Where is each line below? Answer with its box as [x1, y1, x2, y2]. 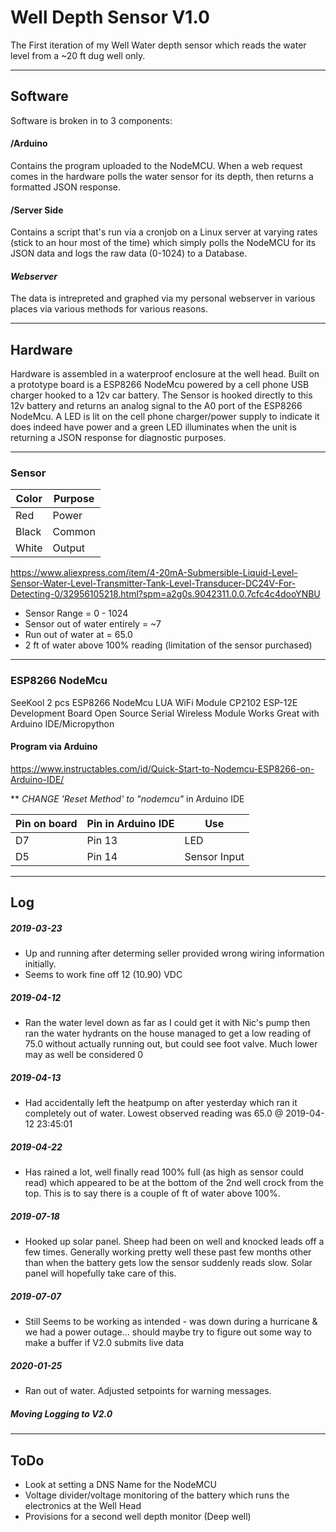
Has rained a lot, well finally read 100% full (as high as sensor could [24, 1166, 304, 1178]
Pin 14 [86, 849, 118, 863]
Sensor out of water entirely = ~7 [24, 618, 162, 630]
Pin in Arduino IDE [86, 816, 175, 830]
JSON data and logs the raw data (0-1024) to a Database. [10, 247, 248, 260]
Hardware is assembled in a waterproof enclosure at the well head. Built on [10, 368, 320, 380]
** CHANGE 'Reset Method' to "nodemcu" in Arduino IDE [10, 792, 245, 805]
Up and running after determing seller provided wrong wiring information [24, 947, 325, 960]
